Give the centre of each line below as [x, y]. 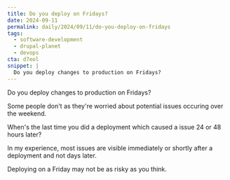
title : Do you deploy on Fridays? [58, 14]
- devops [26, 53]
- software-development [48, 40]
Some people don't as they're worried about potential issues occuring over [115, 106]
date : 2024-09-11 [33, 20]
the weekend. [27, 113]
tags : [15, 33]
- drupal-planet [37, 46]
